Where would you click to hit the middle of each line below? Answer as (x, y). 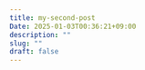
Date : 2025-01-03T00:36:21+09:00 (73, 26)
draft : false (34, 52)
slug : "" (26, 43)
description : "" (40, 35)
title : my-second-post (52, 18)
